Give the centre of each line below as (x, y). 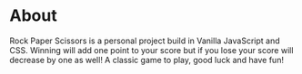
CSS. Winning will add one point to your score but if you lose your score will (151, 50)
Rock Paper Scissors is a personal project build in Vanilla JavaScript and (145, 41)
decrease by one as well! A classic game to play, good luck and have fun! (147, 60)
